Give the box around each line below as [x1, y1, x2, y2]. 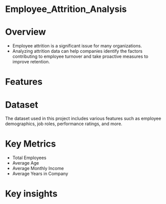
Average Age [12, 160, 39, 166]
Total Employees [12, 155, 47, 161]
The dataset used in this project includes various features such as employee [5, 116, 162, 122]
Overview [5, 26, 46, 38]
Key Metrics [5, 138, 56, 150]
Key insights [5, 188, 58, 200]
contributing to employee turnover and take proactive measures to [12, 53, 149, 59]
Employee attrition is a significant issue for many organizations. [12, 43, 142, 49]
